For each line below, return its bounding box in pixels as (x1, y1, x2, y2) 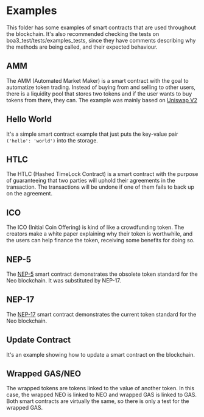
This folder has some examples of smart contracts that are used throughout (6, 24, 196, 31)
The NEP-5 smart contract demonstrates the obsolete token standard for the (6, 270, 198, 278)
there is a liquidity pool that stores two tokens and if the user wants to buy (6, 89, 192, 97)
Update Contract (6, 335, 71, 345)
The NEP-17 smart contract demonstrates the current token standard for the (6, 310, 197, 318)
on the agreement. (6, 190, 53, 197)
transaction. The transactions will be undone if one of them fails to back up (6, 183, 195, 191)
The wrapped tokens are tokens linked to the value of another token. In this (6, 385, 195, 392)
